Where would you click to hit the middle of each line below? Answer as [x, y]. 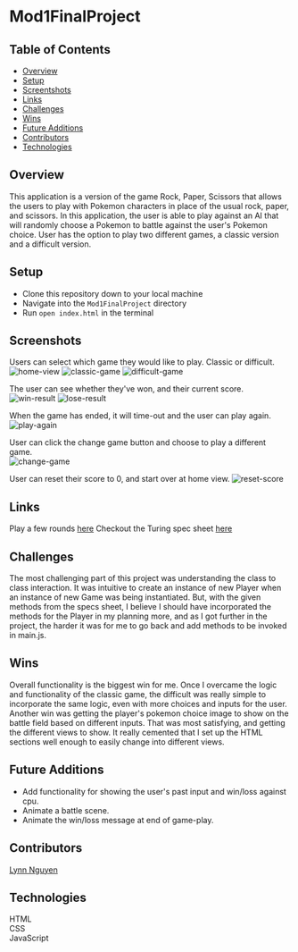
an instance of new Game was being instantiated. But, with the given [135, 597]
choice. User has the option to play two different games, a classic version [144, 234]
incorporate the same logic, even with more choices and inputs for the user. [148, 703]
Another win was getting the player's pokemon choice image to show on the [149, 713]
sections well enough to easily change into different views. [117, 741]
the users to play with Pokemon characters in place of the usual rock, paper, [149, 206]
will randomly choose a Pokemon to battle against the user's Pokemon [138, 224]
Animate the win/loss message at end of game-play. [118, 820]
